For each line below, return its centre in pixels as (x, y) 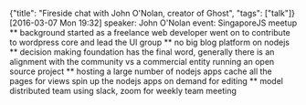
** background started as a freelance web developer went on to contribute (150, 32)
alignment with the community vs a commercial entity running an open (142, 62)
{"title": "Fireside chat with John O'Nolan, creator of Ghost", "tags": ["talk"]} (152, 13)
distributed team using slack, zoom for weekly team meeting (123, 91)
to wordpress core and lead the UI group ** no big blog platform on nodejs (150, 42)
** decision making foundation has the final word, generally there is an (142, 52)
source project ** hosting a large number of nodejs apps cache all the (141, 71)
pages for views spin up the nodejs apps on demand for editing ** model (146, 81)
